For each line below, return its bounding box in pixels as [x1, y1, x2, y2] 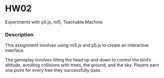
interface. [5, 47, 25, 54]
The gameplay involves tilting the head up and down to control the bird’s [5, 57, 151, 63]
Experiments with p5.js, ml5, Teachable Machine [5, 19, 103, 25]
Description [5, 31, 34, 38]
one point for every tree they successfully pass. [5, 67, 102, 73]
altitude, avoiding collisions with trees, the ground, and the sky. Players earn [5, 62, 160, 68]
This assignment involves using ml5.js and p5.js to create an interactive [5, 42, 149, 48]
